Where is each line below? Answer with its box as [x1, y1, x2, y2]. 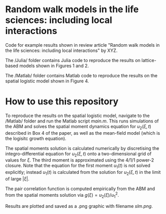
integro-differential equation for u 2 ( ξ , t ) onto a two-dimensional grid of [5, 150, 152, 158]
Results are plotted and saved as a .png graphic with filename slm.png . [5, 203, 153, 209]
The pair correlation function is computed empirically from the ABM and [5, 186, 155, 192]
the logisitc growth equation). [5, 135, 67, 141]
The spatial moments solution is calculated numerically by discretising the [5, 145, 159, 151]
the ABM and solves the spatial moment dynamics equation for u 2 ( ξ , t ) [5, 123, 152, 131]
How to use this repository [5, 96, 119, 107]
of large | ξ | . [5, 176, 29, 182]
